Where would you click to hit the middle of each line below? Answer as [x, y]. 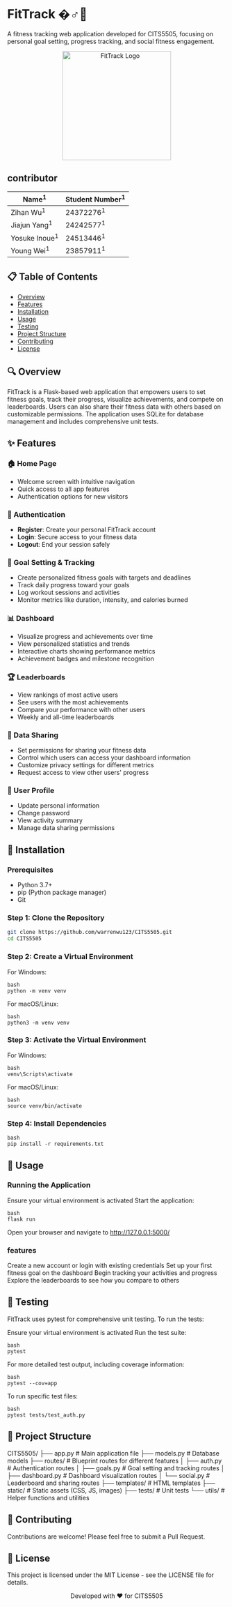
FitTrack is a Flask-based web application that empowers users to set [107, 392]
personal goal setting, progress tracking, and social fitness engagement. [111, 41]
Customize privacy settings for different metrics [85, 765]
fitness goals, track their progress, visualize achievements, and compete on [115, 400]
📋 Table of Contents [53, 277]
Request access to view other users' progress [83, 773]
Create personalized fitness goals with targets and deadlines [104, 578]
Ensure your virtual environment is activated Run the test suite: [97, 1332]
